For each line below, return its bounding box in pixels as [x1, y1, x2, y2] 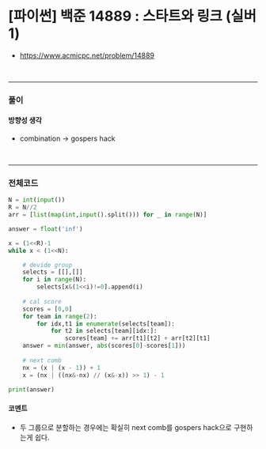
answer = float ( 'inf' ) [8, 224, 83, 233]
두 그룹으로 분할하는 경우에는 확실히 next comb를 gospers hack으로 [19, 422, 232, 432]
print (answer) [8, 385, 55, 394]
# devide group [22, 261, 73, 269]
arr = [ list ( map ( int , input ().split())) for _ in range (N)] [8, 211, 207, 219]
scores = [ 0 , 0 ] [22, 305, 73, 313]
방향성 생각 [8, 115, 42, 125]
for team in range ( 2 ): [22, 312, 97, 320]
